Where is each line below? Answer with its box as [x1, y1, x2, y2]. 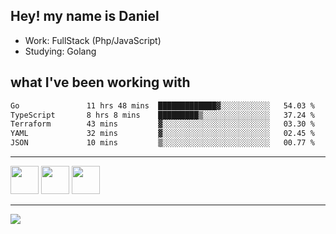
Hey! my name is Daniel [10, 8, 160, 25]
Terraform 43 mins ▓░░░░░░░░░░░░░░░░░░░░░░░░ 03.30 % [10, 119, 315, 129]
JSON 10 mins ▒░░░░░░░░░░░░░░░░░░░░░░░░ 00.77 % [10, 138, 315, 148]
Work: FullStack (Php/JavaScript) [24, 34, 162, 46]
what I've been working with [10, 74, 191, 91]
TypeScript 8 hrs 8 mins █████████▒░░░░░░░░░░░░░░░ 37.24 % [10, 110, 315, 120]
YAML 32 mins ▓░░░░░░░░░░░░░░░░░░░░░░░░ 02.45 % [10, 129, 315, 139]
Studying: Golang [24, 45, 97, 57]
